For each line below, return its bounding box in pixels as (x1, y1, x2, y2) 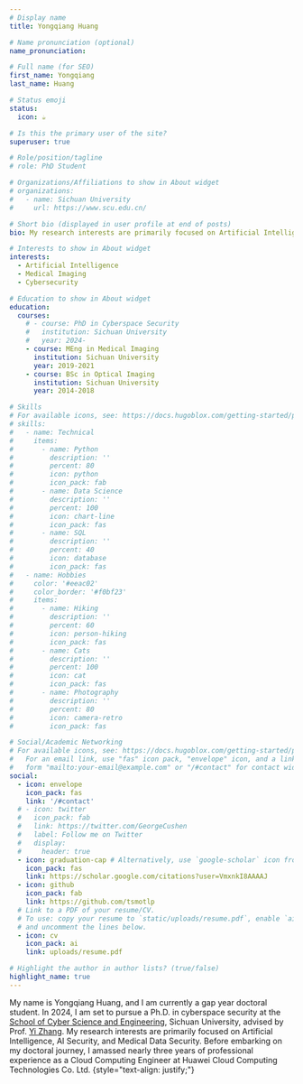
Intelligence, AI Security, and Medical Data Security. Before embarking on (9, 1035, 282, 1046)
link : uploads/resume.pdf (25, 948, 124, 957)
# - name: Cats (9, 646, 91, 655)
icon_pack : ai (25, 940, 78, 949)
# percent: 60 (9, 621, 95, 630)
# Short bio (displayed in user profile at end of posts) (9, 219, 232, 228)
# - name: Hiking (9, 604, 99, 614)
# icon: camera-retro (9, 713, 124, 722)
